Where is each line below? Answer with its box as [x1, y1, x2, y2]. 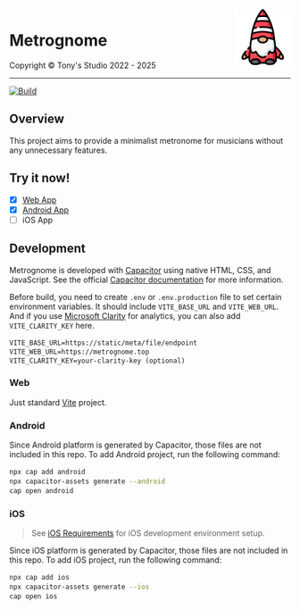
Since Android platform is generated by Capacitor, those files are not [9, 439, 262, 450]
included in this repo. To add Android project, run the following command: [9, 449, 281, 460]
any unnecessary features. [9, 145, 108, 155]
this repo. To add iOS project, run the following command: [9, 555, 222, 565]
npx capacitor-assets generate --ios [9, 582, 150, 591]
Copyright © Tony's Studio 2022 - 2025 [9, 60, 156, 71]
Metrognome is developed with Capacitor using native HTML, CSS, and [9, 264, 271, 275]
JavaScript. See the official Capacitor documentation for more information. [9, 274, 284, 285]
